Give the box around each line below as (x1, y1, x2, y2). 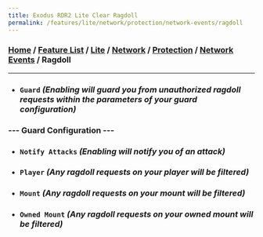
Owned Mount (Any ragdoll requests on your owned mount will (19, 209, 254, 220)
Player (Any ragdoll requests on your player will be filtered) (19, 166, 250, 177)
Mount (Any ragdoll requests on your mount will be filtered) (19, 188, 246, 199)
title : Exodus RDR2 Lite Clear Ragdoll (8, 11, 139, 20)
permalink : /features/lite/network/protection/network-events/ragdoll (8, 19, 243, 27)
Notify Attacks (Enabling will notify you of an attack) (19, 146, 225, 157)
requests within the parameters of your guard (19, 93, 198, 104)
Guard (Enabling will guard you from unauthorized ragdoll (19, 84, 241, 95)
